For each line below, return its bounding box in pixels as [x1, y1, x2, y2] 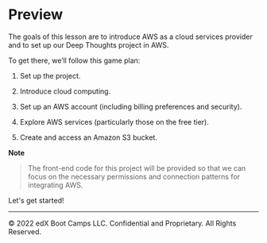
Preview [8, 6, 64, 24]
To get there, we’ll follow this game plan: [8, 56, 141, 65]
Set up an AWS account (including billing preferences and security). [19, 102, 242, 111]
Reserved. [8, 226, 42, 236]
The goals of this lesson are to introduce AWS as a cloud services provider [8, 32, 253, 41]
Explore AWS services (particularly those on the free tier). [19, 117, 209, 126]
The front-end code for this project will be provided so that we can [27, 163, 246, 172]
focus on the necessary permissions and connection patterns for [27, 172, 241, 181]
